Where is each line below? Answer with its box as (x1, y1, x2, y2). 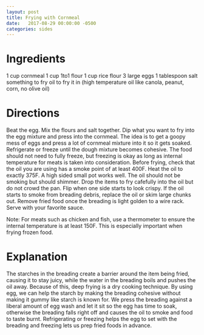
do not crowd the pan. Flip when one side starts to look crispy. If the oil (6, 185, 184, 192)
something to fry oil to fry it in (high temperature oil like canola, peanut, (6, 78, 184, 86)
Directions (6, 106, 59, 120)
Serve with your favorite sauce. (6, 204, 85, 212)
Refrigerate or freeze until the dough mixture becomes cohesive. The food (6, 146, 192, 153)
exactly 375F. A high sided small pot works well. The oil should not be (6, 171, 181, 179)
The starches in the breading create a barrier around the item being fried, (6, 270, 190, 277)
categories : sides (6, 26, 53, 32)
